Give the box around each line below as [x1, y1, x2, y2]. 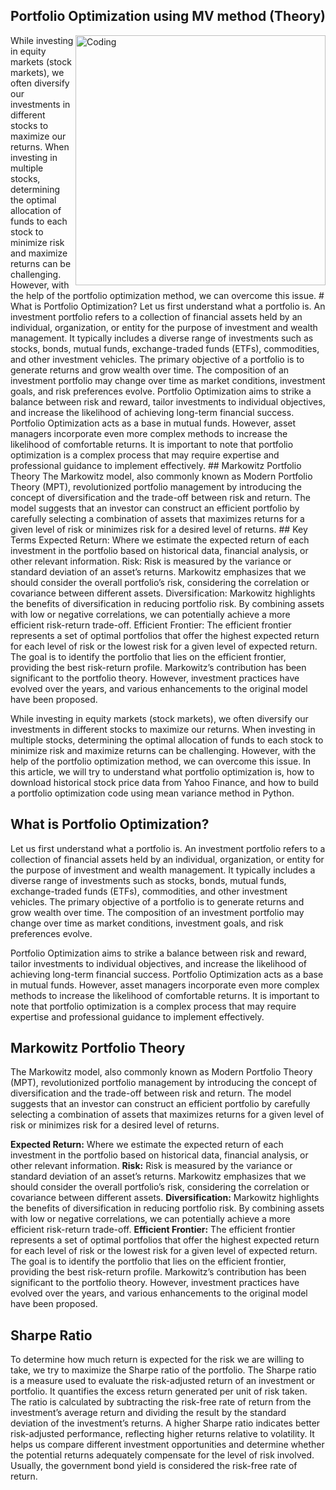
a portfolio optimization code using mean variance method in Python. [10, 787, 295, 799]
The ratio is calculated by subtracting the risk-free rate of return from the [10, 1396, 312, 1408]
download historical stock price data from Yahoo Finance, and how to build [10, 776, 319, 788]
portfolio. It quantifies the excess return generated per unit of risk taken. [10, 1385, 308, 1398]
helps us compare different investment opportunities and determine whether [10, 1439, 325, 1451]
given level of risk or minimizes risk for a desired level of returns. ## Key [10, 523, 308, 535]
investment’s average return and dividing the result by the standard [10, 1407, 287, 1419]
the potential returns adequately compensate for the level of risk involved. [10, 1449, 315, 1461]
